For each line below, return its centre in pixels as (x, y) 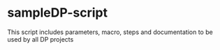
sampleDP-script (58, 13)
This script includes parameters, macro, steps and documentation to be (110, 32)
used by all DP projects (41, 39)
